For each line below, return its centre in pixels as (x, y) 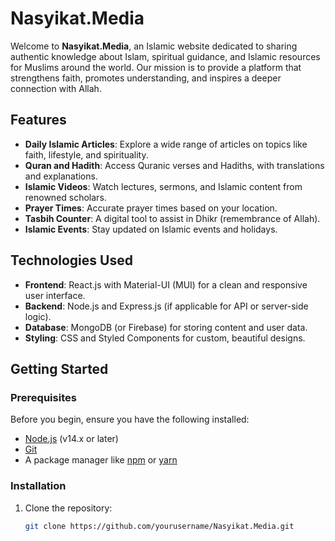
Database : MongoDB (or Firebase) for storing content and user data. (166, 327)
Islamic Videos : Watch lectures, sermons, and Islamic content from (163, 186)
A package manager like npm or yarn (101, 460)
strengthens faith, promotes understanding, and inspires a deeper (146, 78)
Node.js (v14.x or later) (71, 439)
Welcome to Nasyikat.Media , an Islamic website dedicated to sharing (154, 46)
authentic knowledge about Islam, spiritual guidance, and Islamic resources (165, 56)
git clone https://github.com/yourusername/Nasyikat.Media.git (159, 526)
